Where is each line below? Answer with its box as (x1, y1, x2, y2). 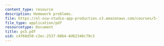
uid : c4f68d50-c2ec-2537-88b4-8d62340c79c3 (5, 34, 95, 39)
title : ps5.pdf (5, 29, 36, 34)
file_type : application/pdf (5, 20, 62, 25)
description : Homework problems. (5, 11, 73, 16)
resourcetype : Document (5, 25, 54, 30)
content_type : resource (5, 7, 54, 12)
